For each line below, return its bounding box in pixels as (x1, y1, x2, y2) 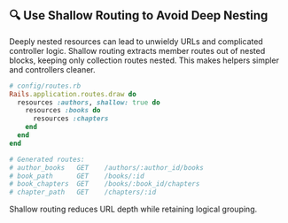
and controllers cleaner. (9, 64, 96, 74)
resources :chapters (32, 114, 109, 123)
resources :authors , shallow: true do (17, 97, 161, 107)
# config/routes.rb (9, 81, 82, 90)
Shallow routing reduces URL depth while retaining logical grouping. (9, 204, 258, 215)
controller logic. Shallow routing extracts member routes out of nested (9, 45, 266, 56)
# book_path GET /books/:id (9, 172, 144, 181)
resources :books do (25, 106, 101, 115)
